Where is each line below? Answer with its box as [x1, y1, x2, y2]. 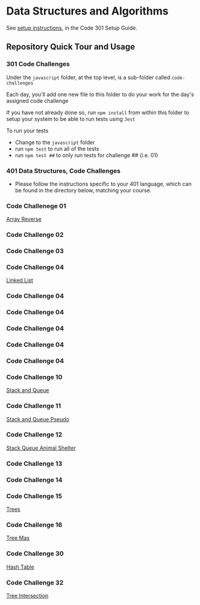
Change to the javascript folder [14, 138, 95, 146]
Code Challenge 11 [6, 402, 61, 410]
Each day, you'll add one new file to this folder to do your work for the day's [6, 91, 195, 98]
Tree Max [6, 534, 30, 542]
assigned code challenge [6, 97, 69, 104]
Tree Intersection [6, 592, 49, 599]
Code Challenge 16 [6, 520, 63, 529]
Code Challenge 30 [6, 549, 64, 558]
